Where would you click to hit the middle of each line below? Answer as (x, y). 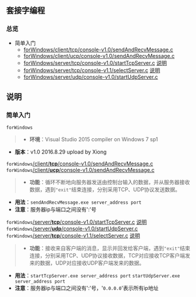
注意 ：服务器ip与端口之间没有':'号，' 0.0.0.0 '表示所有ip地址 (86, 288)
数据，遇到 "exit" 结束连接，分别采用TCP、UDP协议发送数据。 (105, 190)
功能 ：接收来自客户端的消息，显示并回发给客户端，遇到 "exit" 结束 (110, 248)
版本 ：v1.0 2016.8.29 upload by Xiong (61, 152)
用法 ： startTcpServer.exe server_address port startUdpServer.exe (97, 276)
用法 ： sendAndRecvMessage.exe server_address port (78, 202)
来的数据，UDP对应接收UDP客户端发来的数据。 (87, 263)
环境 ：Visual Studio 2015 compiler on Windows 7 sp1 (94, 139)
